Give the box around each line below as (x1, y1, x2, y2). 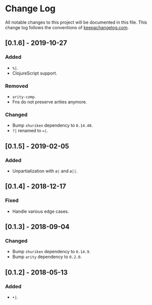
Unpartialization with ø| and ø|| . (12, 168, 78, 174)
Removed (5, 82, 29, 89)
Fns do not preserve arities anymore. (12, 99, 87, 105)
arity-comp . (12, 93, 36, 99)
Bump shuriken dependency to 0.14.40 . (12, 122, 93, 128)
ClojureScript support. (12, 70, 58, 76)
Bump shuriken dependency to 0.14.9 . (12, 249, 91, 255)
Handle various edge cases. (12, 208, 69, 214)
